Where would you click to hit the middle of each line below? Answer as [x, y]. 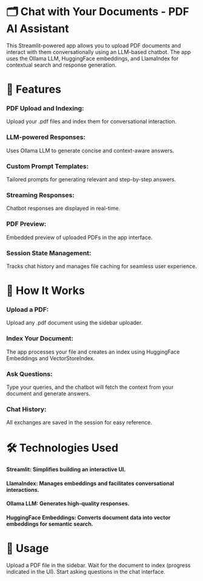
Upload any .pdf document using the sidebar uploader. [75, 323]
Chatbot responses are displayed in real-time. [63, 208]
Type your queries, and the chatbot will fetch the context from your [90, 387]
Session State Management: [49, 253]
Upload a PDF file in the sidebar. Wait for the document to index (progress [98, 565]
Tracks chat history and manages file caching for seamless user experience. [101, 266]
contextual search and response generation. [62, 65]
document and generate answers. [48, 393]
